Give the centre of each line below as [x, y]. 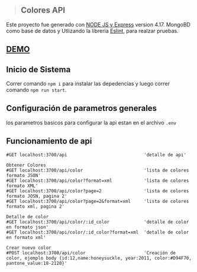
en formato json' [28, 227]
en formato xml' [26, 237]
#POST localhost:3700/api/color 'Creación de [91, 253]
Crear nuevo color [29, 248]
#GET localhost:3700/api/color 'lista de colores [98, 170]
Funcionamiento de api [49, 141]
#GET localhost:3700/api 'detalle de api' [96, 155]
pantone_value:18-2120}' [37, 263]
